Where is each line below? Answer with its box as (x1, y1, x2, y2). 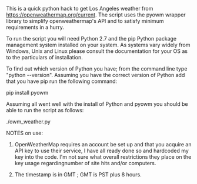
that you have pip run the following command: (6, 78, 118, 85)
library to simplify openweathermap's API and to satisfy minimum (6, 18, 164, 24)
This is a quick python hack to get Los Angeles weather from (6, 5, 153, 12)
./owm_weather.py (6, 118, 51, 125)
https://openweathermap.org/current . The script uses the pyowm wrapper (6, 11, 186, 18)
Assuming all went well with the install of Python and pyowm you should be (6, 101, 188, 108)
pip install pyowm (6, 89, 49, 96)
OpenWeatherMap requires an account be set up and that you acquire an (14, 141, 192, 148)
